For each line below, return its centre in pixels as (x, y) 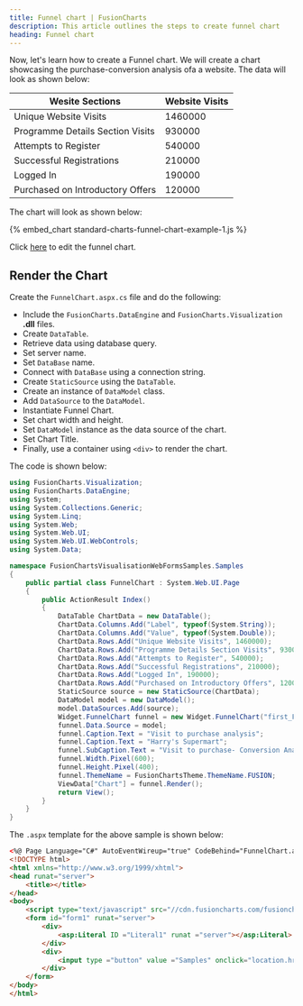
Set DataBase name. (59, 362)
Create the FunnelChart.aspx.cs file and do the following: (115, 297)
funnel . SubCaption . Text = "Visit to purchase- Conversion (169, 750)
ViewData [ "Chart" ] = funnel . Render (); (130, 784)
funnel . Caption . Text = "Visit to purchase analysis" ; (161, 734)
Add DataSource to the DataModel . (84, 401)
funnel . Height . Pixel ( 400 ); (108, 767)
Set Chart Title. (50, 439)
